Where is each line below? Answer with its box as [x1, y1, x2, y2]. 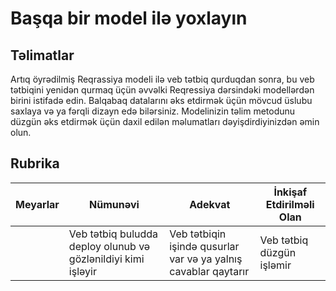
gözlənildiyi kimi [68, 252, 145, 266]
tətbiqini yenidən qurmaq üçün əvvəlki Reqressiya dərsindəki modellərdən [10, 84, 315, 96]
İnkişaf [273, 185, 308, 199]
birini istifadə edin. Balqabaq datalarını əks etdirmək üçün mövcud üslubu [10, 95, 313, 106]
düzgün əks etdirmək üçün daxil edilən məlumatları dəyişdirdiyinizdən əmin [10, 116, 320, 127]
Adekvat [189, 197, 231, 211]
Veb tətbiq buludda [68, 227, 159, 241]
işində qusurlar [169, 239, 240, 253]
